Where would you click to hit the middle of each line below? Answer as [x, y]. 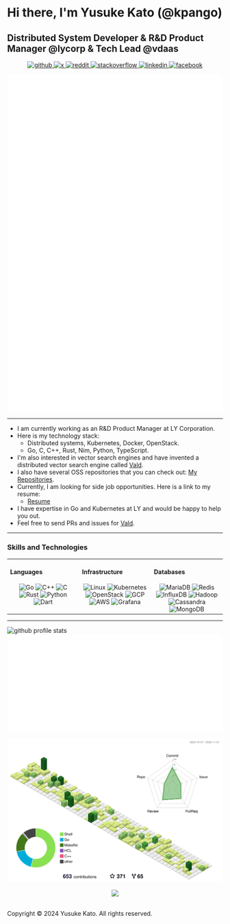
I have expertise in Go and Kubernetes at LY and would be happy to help [119, 509]
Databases [169, 572]
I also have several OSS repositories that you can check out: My [107, 472]
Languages [26, 572]
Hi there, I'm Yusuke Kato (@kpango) [115, 13]
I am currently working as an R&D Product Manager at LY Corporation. [116, 429]
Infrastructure [102, 572]
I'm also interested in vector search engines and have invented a [108, 458]
